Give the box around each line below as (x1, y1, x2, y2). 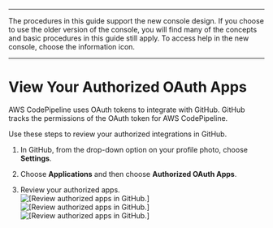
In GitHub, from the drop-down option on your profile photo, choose (19, 144, 248, 154)
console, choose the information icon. (8, 42, 136, 51)
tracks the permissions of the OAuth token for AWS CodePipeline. (8, 113, 228, 123)
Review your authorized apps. (19, 184, 120, 195)
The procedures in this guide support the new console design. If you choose (8, 16, 264, 25)
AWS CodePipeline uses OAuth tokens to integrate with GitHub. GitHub (8, 105, 245, 114)
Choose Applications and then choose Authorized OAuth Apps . (19, 169, 237, 179)
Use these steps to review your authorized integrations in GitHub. (8, 129, 227, 139)
